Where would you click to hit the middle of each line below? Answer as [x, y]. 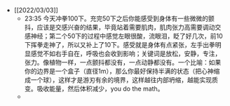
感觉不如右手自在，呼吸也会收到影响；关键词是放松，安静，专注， [126, 53]
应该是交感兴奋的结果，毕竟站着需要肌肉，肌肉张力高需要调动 [126, 27]
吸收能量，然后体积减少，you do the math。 [100, 88]
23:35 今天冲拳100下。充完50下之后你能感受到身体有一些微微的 [116, 18]
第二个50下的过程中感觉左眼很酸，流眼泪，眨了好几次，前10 [136, 36]
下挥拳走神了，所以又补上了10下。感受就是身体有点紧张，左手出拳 [120, 45]
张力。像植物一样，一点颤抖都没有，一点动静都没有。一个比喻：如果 [123, 62]
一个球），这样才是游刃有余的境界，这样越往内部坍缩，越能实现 [121, 80]
